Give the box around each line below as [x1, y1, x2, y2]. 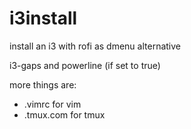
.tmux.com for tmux [23, 108, 106, 121]
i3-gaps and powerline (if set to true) [9, 59, 161, 71]
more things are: [9, 78, 77, 91]
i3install [9, 7, 78, 30]
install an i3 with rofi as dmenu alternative [9, 40, 181, 52]
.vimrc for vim [23, 98, 82, 110]
